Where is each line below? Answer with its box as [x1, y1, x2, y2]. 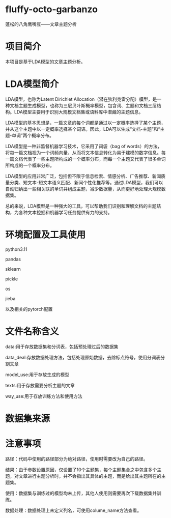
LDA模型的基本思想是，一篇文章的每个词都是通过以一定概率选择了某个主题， [5, 120, 166, 126]
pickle [5, 276, 18, 282]
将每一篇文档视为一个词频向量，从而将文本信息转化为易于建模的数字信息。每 [5, 149, 166, 156]
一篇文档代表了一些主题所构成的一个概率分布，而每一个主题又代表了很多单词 [5, 156, 166, 162]
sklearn [5, 266, 21, 272]
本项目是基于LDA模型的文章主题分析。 [5, 59, 85, 65]
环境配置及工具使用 [5, 229, 86, 240]
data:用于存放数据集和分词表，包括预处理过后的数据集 [5, 343, 119, 350]
